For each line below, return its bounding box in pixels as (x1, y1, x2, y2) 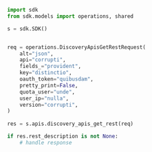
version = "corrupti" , (19, 101, 78, 108)
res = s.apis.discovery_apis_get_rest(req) (7, 120, 134, 127)
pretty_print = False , (19, 82, 78, 89)
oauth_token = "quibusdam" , (19, 76, 94, 83)
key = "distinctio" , (19, 69, 72, 76)
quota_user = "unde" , (19, 88, 76, 96)
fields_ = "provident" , (19, 63, 81, 70)
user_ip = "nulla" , (19, 95, 69, 102)
